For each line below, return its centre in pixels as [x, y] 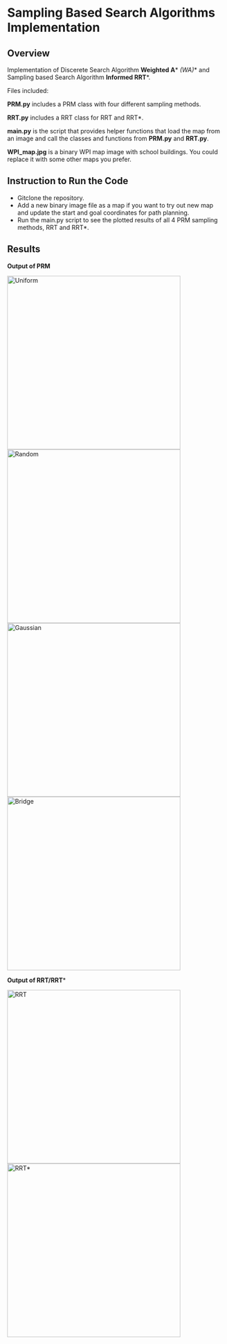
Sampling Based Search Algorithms [111, 13]
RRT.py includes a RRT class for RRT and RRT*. [75, 117]
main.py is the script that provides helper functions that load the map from [113, 131]
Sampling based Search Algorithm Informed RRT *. [79, 77]
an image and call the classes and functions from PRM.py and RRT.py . [108, 138]
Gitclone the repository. [51, 198]
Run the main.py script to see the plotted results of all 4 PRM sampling [117, 219]
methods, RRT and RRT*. [53, 227]
